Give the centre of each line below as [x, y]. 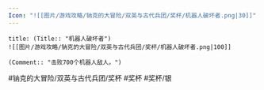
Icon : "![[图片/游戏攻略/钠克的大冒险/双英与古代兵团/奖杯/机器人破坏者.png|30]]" [132, 15]
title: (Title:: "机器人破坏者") [60, 39]
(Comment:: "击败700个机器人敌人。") [65, 62]
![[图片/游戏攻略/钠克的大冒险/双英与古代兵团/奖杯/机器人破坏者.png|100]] [120, 47]
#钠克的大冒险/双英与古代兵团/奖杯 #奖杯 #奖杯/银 [90, 78]
